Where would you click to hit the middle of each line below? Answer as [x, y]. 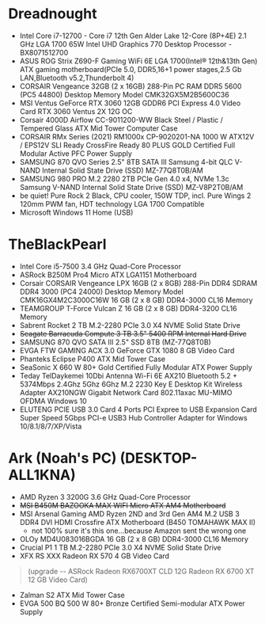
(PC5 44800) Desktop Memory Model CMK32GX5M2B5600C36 [124, 94]
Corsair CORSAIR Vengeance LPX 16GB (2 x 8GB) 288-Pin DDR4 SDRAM [138, 283]
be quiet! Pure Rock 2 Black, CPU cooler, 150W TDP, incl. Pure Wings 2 [135, 196]
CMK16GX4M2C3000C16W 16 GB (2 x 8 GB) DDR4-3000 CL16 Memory [136, 300]
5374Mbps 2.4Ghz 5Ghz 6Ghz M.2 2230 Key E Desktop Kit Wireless [131, 384]
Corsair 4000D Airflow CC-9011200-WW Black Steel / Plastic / [121, 120]
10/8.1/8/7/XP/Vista [51, 426]
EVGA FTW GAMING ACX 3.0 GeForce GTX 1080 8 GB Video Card [127, 350]
